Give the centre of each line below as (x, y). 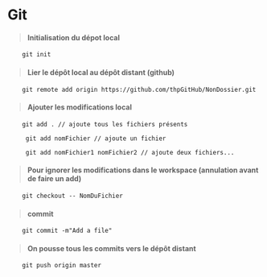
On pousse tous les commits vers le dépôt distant (111, 248)
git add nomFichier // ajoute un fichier (96, 138)
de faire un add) (54, 179)
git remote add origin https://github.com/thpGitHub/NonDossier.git (139, 89)
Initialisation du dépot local (73, 37)
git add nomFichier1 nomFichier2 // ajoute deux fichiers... (130, 152)
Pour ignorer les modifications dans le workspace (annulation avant (143, 170)
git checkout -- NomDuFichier (73, 196)
